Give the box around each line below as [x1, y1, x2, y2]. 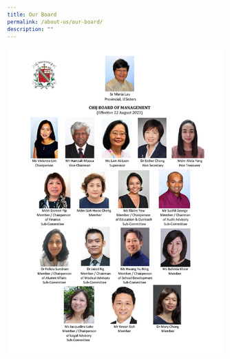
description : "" [7, 25, 54, 32]
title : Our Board [7, 11, 57, 18]
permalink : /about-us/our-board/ [7, 18, 103, 25]
